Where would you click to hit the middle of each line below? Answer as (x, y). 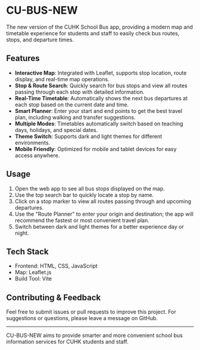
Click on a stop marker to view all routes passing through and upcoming (103, 201)
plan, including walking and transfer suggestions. (75, 117)
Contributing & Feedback (54, 297)
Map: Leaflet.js (33, 272)
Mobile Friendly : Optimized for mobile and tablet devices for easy (96, 149)
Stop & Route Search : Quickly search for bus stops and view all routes (101, 85)
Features (23, 58)
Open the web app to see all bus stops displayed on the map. (90, 188)
